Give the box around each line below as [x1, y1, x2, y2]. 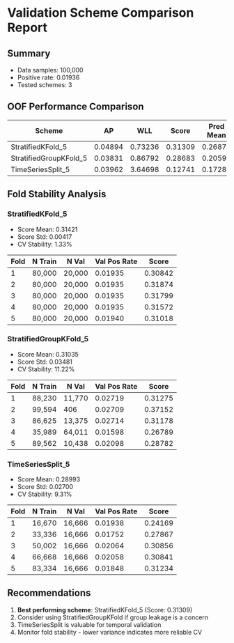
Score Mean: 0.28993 [17, 475, 81, 483]
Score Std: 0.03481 [17, 357, 73, 366]
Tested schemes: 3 [17, 81, 72, 88]
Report [7, 20, 47, 36]
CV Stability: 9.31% [17, 490, 72, 499]
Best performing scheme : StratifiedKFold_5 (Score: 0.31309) [17, 605, 193, 614]
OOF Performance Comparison [7, 101, 144, 113]
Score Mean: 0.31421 [17, 225, 78, 233]
